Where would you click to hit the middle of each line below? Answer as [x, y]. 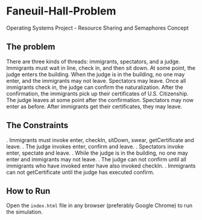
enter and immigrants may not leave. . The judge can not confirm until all [96, 159]
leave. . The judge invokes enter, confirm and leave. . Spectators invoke [95, 146]
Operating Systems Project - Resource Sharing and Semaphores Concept [97, 28]
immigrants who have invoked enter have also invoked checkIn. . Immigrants [101, 166]
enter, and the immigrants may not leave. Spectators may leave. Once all [96, 80]
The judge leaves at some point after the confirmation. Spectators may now [100, 100]
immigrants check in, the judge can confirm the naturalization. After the [95, 87]
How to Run [28, 191]
